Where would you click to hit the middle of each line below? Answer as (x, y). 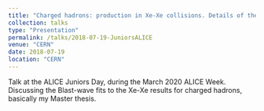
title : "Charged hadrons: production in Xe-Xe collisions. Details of (126, 15)
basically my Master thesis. (52, 98)
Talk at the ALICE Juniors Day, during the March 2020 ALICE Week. (117, 81)
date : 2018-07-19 (37, 52)
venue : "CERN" (31, 45)
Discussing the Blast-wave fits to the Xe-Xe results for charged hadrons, (125, 90)
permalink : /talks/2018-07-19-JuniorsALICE (81, 37)
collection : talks (38, 23)
